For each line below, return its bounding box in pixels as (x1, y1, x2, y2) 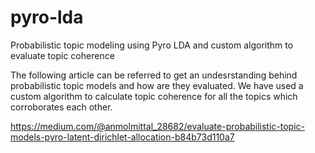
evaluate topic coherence (10, 49, 115, 61)
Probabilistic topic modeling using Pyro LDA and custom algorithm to (10, 39, 294, 51)
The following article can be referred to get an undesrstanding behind (10, 69, 298, 81)
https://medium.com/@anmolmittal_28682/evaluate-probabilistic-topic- (10, 120, 306, 132)
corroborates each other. (10, 101, 113, 113)
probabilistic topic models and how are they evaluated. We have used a (10, 79, 304, 91)
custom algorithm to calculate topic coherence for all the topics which (10, 90, 298, 102)
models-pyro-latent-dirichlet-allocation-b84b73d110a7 (10, 131, 235, 143)
